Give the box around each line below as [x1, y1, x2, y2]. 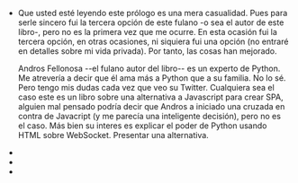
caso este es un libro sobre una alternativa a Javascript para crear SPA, [17, 91, 284, 102]
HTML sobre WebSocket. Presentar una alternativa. [17, 130, 209, 140]
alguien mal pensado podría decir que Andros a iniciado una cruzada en [17, 101, 285, 111]
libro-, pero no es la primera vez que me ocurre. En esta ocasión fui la [17, 27, 277, 37]
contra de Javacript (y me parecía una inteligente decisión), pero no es [17, 111, 282, 121]
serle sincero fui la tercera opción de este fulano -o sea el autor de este [17, 17, 284, 28]
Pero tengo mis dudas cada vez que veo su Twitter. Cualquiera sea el [17, 83, 275, 92]
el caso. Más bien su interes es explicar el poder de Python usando [17, 120, 267, 131]
